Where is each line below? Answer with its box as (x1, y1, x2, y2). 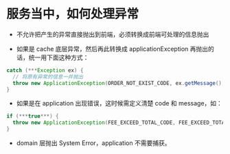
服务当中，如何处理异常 (6, 6, 139, 22)
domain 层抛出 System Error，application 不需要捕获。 (16, 139, 171, 147)
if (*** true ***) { (6, 113, 59, 120)
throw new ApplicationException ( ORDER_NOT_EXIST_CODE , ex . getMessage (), (12, 79, 225, 86)
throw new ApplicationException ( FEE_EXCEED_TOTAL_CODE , (12, 119, 176, 127)
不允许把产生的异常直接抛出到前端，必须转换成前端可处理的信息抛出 (16, 30, 209, 38)
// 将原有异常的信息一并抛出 (12, 73, 84, 80)
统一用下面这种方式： (28, 53, 89, 62)
